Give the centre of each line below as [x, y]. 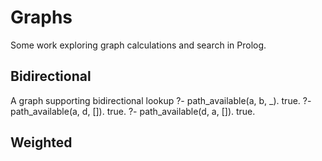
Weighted [41, 142]
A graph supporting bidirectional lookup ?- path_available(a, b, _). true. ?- [161, 100]
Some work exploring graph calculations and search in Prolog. [138, 45]
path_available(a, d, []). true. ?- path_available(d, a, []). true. [133, 111]
